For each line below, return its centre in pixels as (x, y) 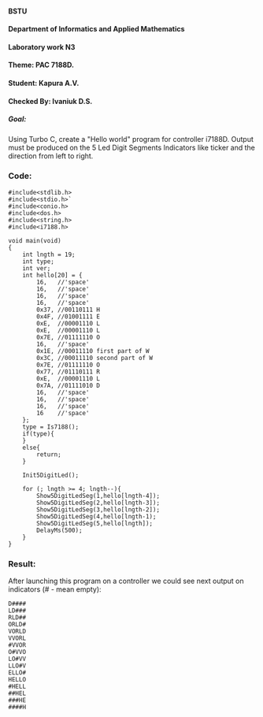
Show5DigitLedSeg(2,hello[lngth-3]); (98, 503)
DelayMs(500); (59, 530)
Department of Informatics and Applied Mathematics (96, 29)
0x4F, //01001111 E (69, 316)
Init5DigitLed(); (51, 475)
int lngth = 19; (49, 254)
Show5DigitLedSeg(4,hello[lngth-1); (96, 516)
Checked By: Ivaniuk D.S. (50, 101)
